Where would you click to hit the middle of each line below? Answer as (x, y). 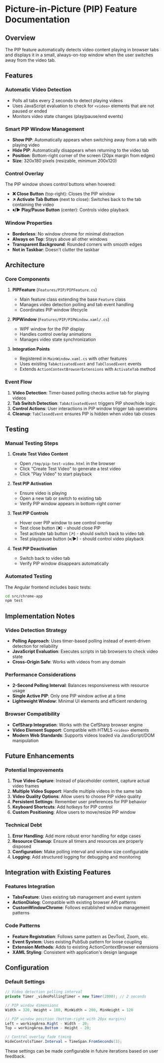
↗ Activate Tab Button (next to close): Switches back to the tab (77, 199)
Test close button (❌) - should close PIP (60, 528)
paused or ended (30, 111)
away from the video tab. (30, 60)
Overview (20, 38)
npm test (14, 601)
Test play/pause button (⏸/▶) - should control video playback (82, 539)
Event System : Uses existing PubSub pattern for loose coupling (77, 942)
